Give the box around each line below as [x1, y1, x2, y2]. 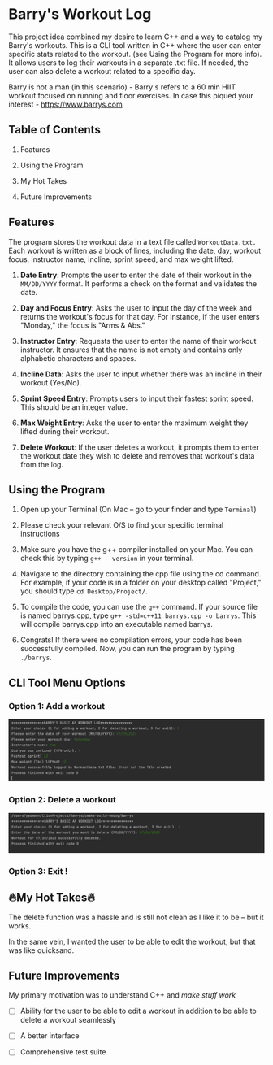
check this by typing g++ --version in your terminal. [19, 554, 194, 563]
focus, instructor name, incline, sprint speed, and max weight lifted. [8, 254, 234, 264]
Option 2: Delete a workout [8, 793, 116, 805]
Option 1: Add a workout [8, 700, 106, 711]
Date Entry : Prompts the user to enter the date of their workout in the [19, 270, 252, 280]
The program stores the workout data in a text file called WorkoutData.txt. [8, 237, 257, 246]
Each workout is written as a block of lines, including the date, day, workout [8, 246, 262, 255]
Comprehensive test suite [19, 1047, 106, 1057]
